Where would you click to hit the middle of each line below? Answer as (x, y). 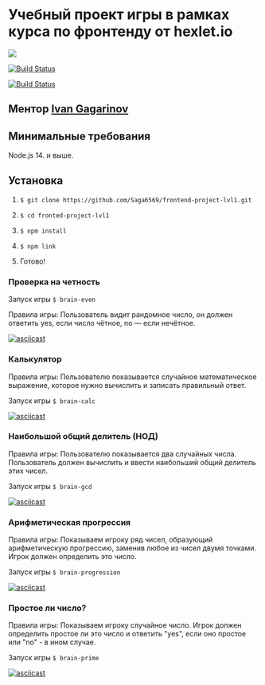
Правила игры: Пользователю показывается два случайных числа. (123, 454)
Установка (36, 180)
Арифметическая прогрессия (70, 522)
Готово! (33, 261)
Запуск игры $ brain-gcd (50, 486)
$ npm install (43, 231)
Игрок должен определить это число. (72, 557)
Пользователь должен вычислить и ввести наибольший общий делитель (132, 462)
